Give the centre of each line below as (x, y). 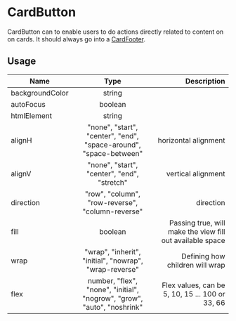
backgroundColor (40, 93)
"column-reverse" (113, 211)
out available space (193, 240)
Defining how (203, 256)
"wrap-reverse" (113, 269)
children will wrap (196, 265)
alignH (21, 140)
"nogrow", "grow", (113, 298)
